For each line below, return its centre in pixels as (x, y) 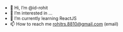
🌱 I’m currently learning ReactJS (43, 18)
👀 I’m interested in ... (31, 13)
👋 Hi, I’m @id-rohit (29, 8)
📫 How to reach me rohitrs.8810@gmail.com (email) (64, 24)
